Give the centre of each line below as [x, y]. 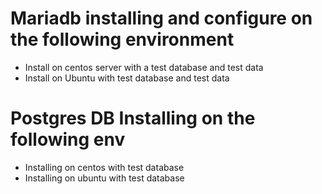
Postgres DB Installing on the [133, 118]
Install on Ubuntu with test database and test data [127, 78]
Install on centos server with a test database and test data [144, 67]
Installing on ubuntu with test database [104, 178]
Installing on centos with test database [104, 167]
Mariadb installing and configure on [161, 18]
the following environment [122, 39]
